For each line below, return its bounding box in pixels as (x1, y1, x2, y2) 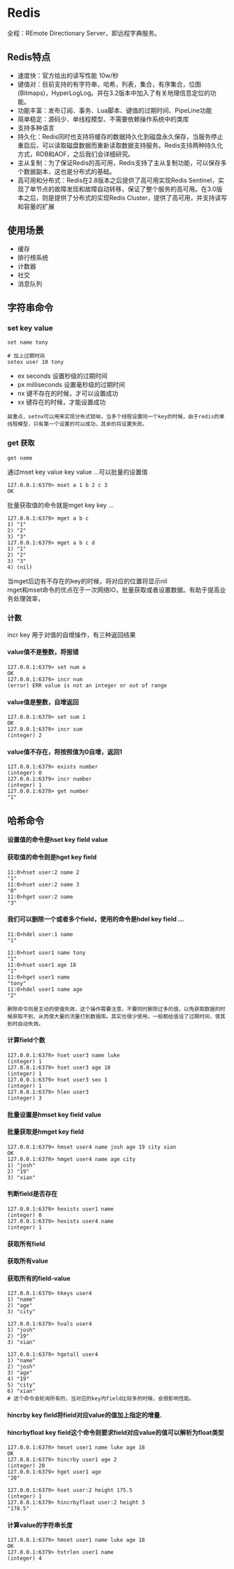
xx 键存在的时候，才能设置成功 (17, 398, 106, 407)
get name (7, 454, 33, 462)
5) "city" (7, 1382, 36, 1389)
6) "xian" (7, 1388, 36, 1395)
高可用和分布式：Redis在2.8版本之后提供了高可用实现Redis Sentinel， (17, 176, 219, 184)
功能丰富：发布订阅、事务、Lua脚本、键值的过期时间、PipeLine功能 (17, 106, 212, 115)
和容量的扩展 (17, 202, 54, 210)
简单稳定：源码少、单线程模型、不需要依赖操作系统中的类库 (17, 115, 189, 123)
